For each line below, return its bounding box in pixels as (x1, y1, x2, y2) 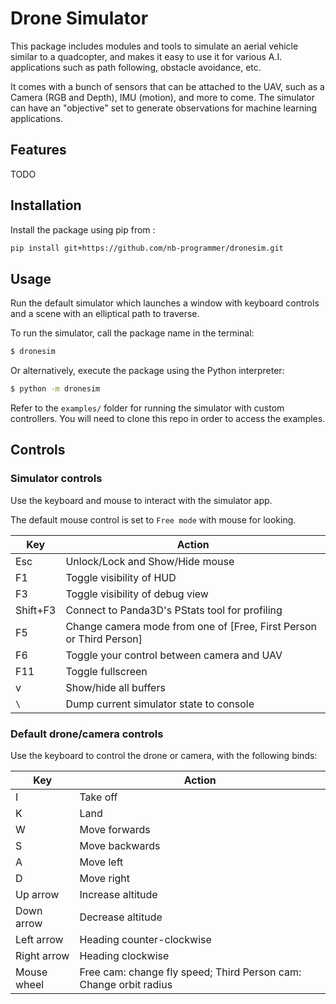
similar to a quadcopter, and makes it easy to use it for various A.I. (10, 50, 283, 62)
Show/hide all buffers (65, 680, 166, 694)
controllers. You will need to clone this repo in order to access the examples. (10, 413, 326, 424)
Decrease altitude (79, 910, 163, 924)
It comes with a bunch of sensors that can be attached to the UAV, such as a (10, 80, 325, 92)
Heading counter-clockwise (79, 932, 212, 946)
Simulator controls (10, 472, 103, 486)
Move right (79, 871, 131, 885)
